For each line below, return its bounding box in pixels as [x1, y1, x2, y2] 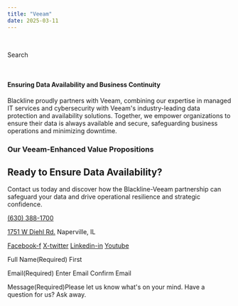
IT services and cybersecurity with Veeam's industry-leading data [7, 104, 200, 112]
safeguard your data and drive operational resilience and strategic [7, 193, 201, 201]
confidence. [7, 200, 43, 209]
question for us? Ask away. [7, 290, 87, 299]
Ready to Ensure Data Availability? [7, 167, 163, 179]
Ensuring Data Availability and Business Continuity [7, 80, 161, 89]
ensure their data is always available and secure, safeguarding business [7, 119, 218, 127]
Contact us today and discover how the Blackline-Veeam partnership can [7, 185, 222, 194]
